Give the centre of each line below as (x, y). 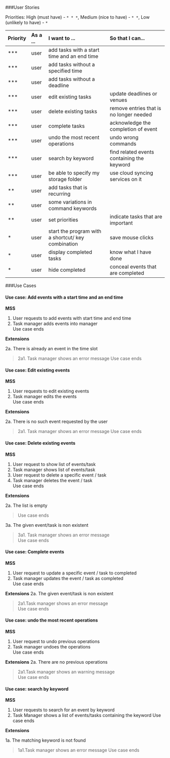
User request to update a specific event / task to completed (75, 573)
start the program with (75, 231)
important (121, 223)
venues (118, 100)
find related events (132, 152)
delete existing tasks (73, 111)
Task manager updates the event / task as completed (68, 578)
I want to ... (62, 38)
